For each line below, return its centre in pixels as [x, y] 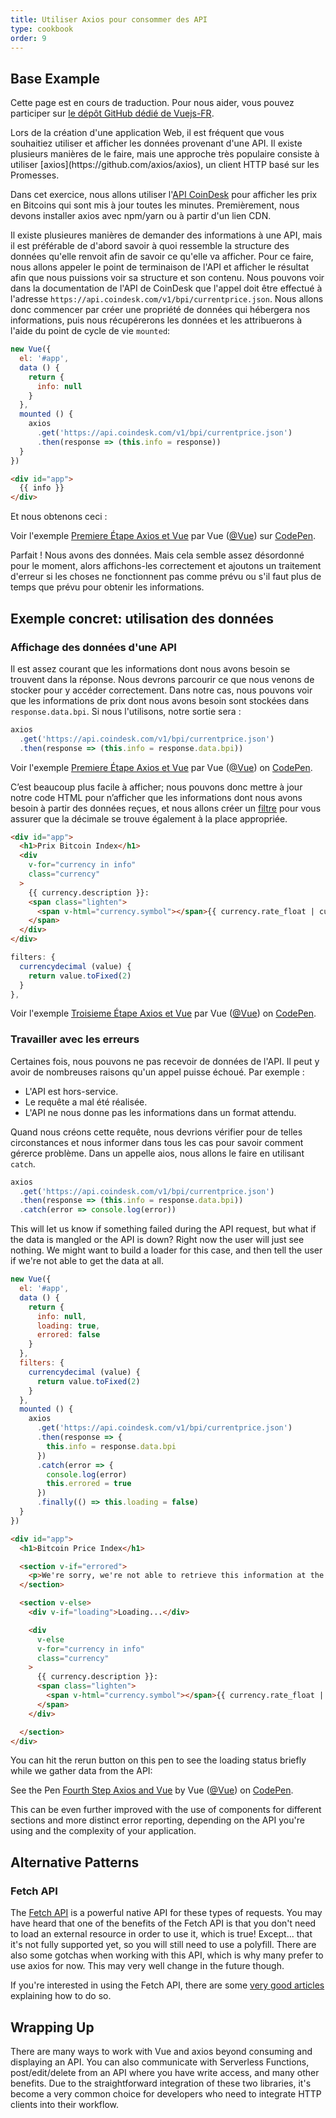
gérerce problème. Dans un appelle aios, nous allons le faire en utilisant [157, 1153]
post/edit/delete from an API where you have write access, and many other [165, 2072]
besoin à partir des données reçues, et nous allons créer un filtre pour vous [166, 808]
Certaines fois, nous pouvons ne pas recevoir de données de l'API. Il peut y [165, 1061]
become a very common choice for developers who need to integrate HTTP [166, 2093]
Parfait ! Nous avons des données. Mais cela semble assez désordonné [157, 555]
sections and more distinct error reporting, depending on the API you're [157, 1820]
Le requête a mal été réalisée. [86, 1102]
